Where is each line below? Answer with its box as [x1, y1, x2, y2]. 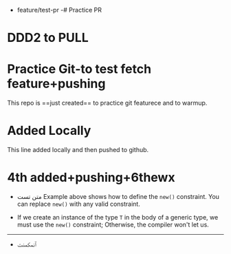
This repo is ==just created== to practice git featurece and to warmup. [7, 99, 208, 107]
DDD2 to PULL [7, 30, 89, 45]
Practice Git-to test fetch [7, 61, 152, 77]
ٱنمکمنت [16, 240, 36, 248]
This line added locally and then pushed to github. [7, 146, 149, 154]
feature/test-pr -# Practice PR [16, 6, 102, 14]
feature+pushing [7, 76, 106, 92]
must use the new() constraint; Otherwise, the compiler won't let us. [16, 220, 210, 229]
